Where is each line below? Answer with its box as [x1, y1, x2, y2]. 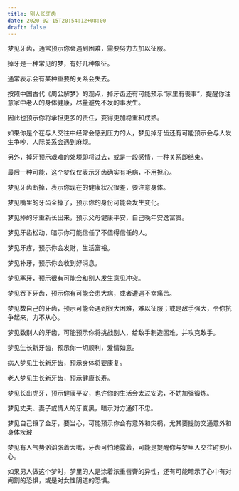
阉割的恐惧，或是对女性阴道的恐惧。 [7, 476, 114, 485]
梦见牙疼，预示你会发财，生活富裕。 [7, 244, 114, 252]
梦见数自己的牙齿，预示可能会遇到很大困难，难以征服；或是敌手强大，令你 [7, 304, 225, 313]
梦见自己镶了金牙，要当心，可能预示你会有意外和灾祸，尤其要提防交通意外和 [7, 419, 232, 428]
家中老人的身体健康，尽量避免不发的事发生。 [13, 98, 144, 107]
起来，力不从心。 [13, 313, 64, 321]
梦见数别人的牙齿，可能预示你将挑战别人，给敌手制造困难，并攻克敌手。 [7, 329, 219, 337]
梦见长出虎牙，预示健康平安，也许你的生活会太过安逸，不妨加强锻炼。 [7, 389, 213, 398]
